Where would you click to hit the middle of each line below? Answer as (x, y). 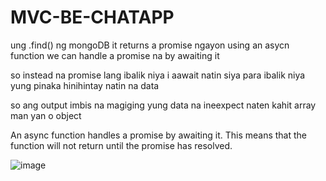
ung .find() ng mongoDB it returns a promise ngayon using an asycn (150, 45)
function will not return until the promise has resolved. (121, 145)
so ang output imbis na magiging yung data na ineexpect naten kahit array (163, 105)
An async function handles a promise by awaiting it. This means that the (159, 135)
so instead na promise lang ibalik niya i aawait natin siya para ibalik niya (158, 75)
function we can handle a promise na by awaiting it (115, 55)
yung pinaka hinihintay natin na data (85, 85)
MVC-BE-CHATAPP (92, 17)
